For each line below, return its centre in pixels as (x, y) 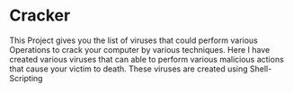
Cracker (40, 16)
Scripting (26, 78)
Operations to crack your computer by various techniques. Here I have (140, 49)
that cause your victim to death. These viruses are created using (129, 69)
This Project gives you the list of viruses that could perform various (133, 40)
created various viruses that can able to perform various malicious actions (147, 59)
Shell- (261, 69)
